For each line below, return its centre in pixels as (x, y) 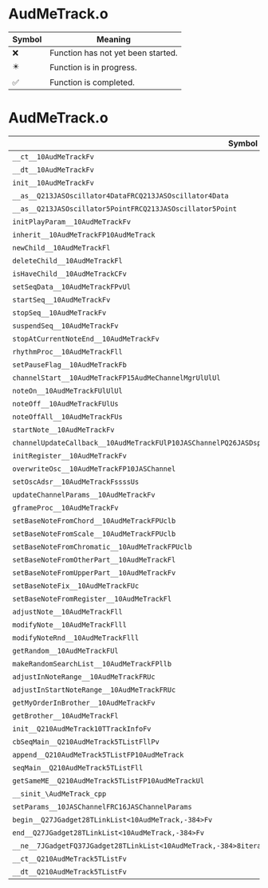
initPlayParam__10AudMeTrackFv (72, 222)
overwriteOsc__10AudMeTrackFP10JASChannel (94, 468)
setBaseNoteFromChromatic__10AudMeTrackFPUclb (102, 546)
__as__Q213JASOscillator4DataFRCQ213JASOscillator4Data (120, 196)
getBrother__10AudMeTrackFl (65, 716)
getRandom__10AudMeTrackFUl (65, 650)
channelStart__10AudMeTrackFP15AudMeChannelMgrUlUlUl (116, 378)
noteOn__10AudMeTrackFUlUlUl (67, 390)
